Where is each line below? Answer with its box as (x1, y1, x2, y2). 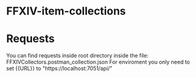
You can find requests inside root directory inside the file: (6, 52, 149, 59)
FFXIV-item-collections (6, 4, 126, 18)
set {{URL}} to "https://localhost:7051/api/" (6, 65, 113, 72)
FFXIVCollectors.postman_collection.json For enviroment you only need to (6, 59, 190, 66)
